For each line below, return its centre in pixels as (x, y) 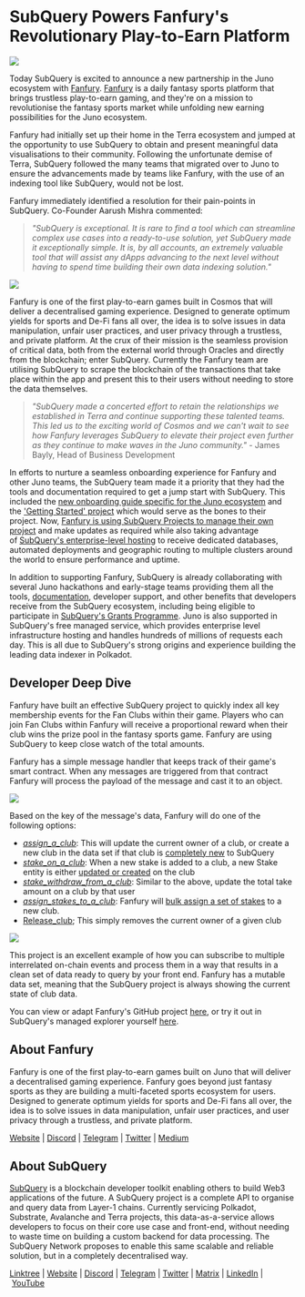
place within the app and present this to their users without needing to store (152, 379)
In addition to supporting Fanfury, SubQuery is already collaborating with (146, 577)
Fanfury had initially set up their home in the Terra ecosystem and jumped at (152, 135)
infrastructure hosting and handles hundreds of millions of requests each (146, 635)
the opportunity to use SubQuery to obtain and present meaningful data (144, 144)
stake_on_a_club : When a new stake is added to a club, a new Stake (150, 862)
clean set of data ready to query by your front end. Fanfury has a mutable (147, 974)
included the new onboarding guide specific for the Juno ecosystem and (146, 501)
